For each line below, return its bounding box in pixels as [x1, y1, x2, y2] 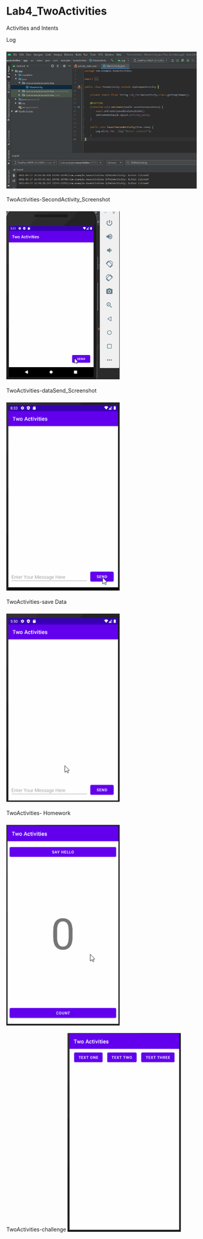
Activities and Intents [6, 24, 59, 32]
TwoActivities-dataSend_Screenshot [6, 387, 97, 394]
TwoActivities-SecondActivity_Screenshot [6, 196, 111, 203]
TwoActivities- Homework [6, 809, 71, 817]
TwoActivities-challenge [6, 1226, 66, 1233]
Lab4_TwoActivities [6, 4, 108, 18]
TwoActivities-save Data [6, 598, 67, 605]
